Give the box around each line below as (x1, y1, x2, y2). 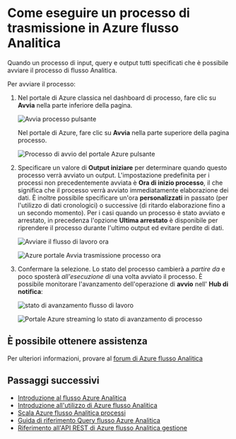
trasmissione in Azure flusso (7, 20, 179, 36)
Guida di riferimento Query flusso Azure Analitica (17, 416, 160, 424)
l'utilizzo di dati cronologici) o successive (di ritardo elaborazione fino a (17, 200, 226, 210)
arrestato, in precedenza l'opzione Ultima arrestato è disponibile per (17, 216, 218, 224)
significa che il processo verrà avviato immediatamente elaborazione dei (17, 186, 229, 194)
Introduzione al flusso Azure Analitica (17, 393, 127, 401)
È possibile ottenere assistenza (7, 335, 148, 348)
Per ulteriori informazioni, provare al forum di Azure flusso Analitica (7, 354, 203, 363)
